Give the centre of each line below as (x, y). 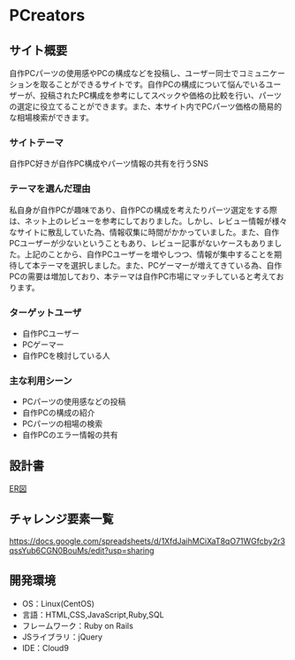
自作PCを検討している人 (66, 355)
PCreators (47, 16)
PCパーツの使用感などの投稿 (74, 402)
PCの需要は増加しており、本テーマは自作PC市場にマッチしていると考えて (143, 276)
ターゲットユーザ (45, 313)
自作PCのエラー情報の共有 (70, 435)
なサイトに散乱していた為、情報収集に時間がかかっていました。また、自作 (144, 232)
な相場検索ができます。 (52, 117)
